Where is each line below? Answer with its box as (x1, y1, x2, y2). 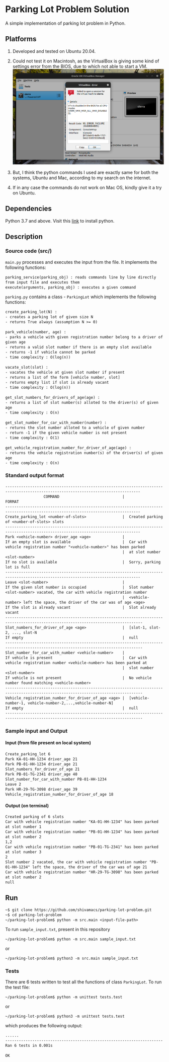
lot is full (5, 564, 30, 570)
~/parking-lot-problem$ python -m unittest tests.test (5, 995, 123, 1000)
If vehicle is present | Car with (5, 655, 147, 660)
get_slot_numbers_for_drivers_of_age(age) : (5, 395, 100, 400)
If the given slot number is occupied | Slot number (5, 585, 154, 590)
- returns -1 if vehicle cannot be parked (5, 349, 96, 355)
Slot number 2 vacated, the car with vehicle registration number (5, 860, 147, 865)
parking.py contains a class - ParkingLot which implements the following (5, 294, 156, 300)
